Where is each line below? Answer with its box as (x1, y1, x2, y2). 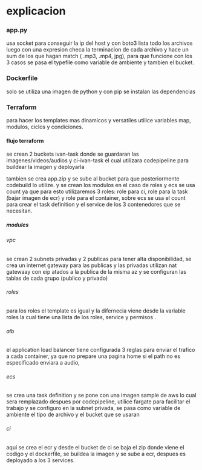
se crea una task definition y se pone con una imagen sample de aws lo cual (6, 392, 197, 399)
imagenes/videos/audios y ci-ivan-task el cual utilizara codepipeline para (6, 157, 189, 164)
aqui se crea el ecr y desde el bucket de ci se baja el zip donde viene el (6, 443, 184, 451)
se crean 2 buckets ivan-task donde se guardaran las (6, 150, 139, 158)
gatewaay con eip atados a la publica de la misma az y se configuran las (6, 268, 186, 275)
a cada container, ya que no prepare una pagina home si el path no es (6, 352, 180, 360)
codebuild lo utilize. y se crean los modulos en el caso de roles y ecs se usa (6, 182, 195, 189)
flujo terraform (6, 137, 44, 144)
